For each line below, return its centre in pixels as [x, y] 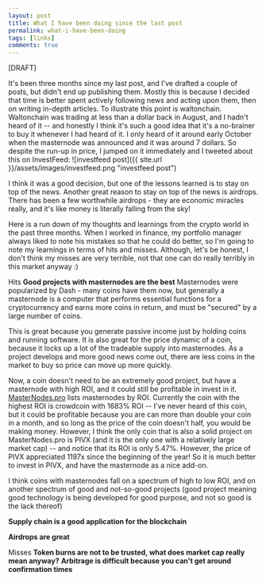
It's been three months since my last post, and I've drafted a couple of [123, 84]
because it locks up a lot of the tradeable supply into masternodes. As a [126, 348]
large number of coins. [45, 316]
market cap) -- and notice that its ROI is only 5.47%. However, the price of [130, 449]
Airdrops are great [39, 537]
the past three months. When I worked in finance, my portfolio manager [125, 233]
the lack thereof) [35, 506]
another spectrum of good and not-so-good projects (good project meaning [132, 489]
